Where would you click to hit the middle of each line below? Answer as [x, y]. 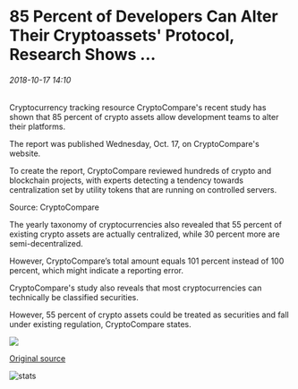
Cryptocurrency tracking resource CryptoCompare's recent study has [138, 108]
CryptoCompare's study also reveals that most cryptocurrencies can [136, 288]
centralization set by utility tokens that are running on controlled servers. [143, 190]
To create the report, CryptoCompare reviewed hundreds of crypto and [140, 171]
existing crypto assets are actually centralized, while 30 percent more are [145, 234]
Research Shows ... [83, 55]
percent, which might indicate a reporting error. [97, 271]
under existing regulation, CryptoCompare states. [100, 324]
